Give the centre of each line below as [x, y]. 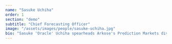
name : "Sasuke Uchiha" [29, 10]
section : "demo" [23, 19]
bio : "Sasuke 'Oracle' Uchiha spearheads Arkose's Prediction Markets [82, 33]
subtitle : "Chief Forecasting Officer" [48, 24]
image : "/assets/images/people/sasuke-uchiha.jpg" [60, 29]
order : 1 [15, 15]
